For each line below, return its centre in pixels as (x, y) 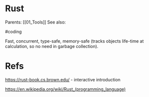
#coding (13, 31)
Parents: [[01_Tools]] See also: (35, 22)
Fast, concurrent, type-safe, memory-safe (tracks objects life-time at (74, 41)
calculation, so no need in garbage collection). (52, 46)
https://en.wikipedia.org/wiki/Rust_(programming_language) (65, 89)
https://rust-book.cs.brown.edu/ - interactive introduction (63, 79)
